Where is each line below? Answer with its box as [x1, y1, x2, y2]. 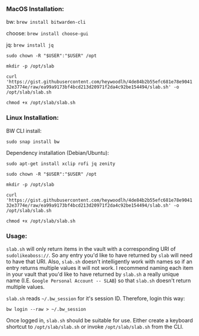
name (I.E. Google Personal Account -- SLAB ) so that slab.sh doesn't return [6, 276, 191, 284]
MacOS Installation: [6, 5, 64, 13]
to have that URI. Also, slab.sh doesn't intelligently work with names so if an [6, 258, 193, 265]
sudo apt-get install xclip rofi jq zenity [6, 160, 116, 167]
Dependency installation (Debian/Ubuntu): [6, 149, 109, 156]
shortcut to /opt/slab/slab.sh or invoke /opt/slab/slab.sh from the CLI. [6, 323, 184, 330]
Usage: [6, 232, 28, 240]
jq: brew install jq [6, 41, 54, 49]
